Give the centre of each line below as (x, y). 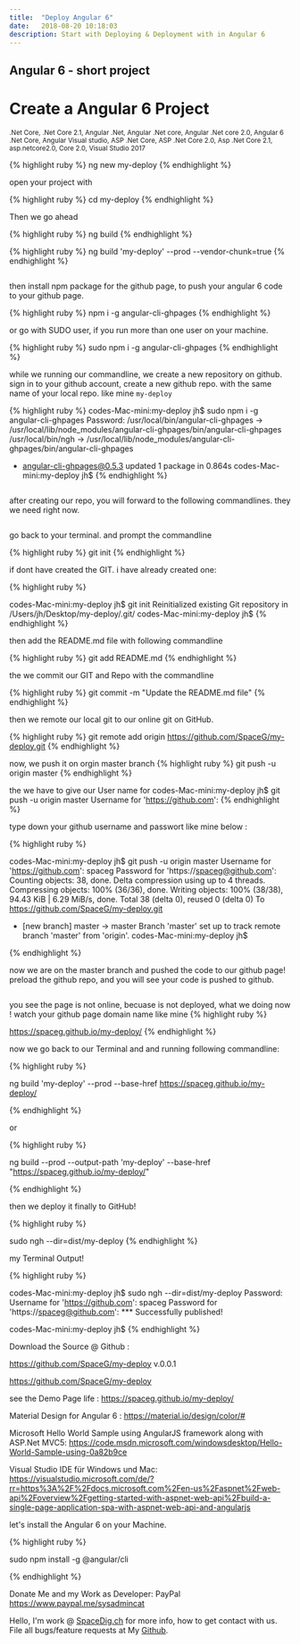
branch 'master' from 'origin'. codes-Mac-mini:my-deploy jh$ (135, 935)
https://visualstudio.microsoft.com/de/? (82, 1479)
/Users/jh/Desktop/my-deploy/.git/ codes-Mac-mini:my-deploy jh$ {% (138, 614)
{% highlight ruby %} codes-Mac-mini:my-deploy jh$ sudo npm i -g (134, 410)
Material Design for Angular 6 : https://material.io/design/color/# (127, 1415)
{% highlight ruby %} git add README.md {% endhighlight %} (123, 658)
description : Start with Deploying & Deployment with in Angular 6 (137, 34)
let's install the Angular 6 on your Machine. (88, 1524)
